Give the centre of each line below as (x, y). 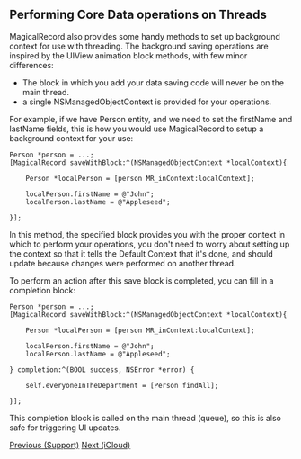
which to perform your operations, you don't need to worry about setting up (150, 244)
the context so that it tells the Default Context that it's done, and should (142, 253)
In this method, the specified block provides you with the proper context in (147, 234)
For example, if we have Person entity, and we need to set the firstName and (151, 119)
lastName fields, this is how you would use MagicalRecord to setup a (137, 129)
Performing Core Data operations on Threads (138, 15)
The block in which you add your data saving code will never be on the (153, 82)
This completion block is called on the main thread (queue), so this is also (145, 418)
